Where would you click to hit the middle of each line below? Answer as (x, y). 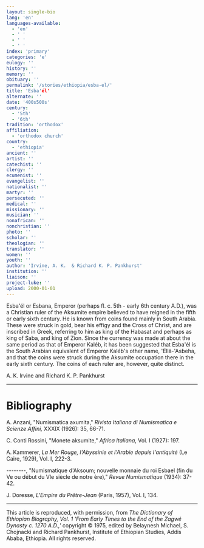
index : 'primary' (28, 52)
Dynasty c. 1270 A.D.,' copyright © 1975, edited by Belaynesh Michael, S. (97, 526)
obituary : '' (23, 79)
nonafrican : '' (25, 221)
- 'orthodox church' (38, 136)
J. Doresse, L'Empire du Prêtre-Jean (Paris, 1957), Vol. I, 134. (82, 495)
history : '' (21, 68)
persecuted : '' (25, 198)
